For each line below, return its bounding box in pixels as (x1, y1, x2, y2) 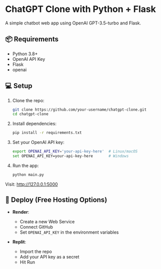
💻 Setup (5, 82, 32, 90)
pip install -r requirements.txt (12, 131, 82, 135)
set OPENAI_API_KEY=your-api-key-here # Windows (12, 153, 129, 159)
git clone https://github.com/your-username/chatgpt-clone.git (12, 107, 147, 112)
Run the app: (12, 162, 39, 168)
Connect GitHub (19, 224, 53, 230)
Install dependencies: (12, 121, 57, 127)
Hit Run (19, 259, 35, 265)
